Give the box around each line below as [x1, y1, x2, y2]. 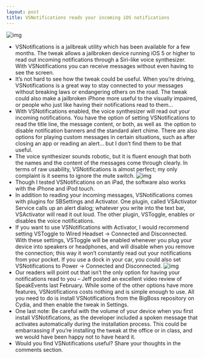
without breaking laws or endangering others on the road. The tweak [15, 88, 188, 95]
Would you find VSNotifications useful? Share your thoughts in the [15, 339, 181, 346]
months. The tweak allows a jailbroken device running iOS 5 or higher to [15, 49, 195, 56]
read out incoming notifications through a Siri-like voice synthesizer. [15, 56, 186, 63]
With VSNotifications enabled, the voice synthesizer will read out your [15, 107, 190, 115]
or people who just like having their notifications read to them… [15, 101, 174, 108]
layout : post [6, 8, 39, 15]
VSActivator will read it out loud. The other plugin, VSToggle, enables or [15, 211, 195, 218]
